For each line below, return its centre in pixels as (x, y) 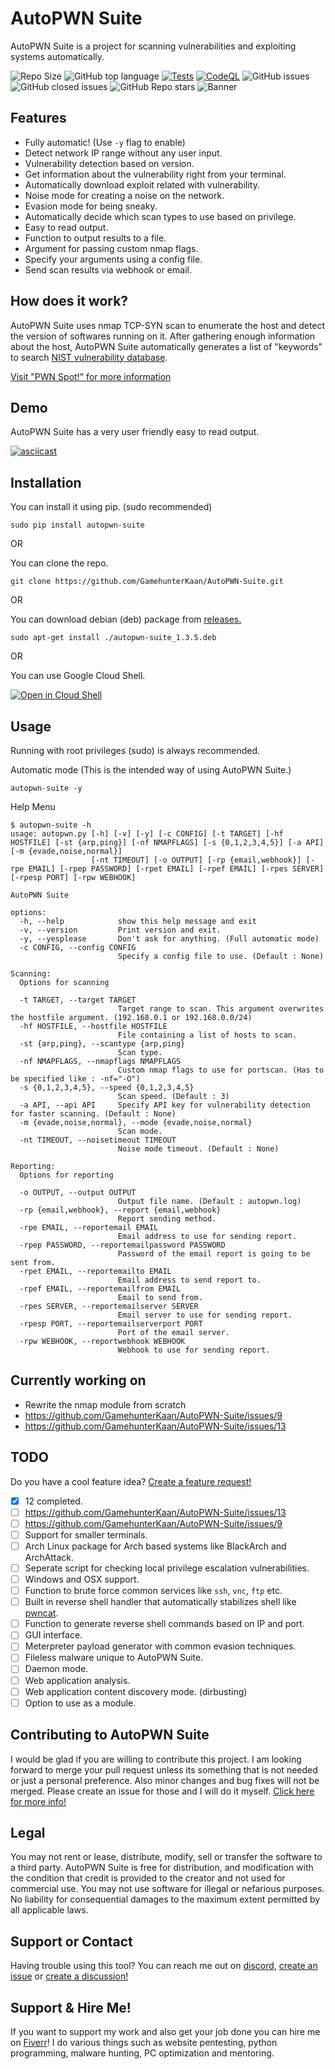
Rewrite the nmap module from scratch (105, 1404)
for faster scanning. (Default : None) (93, 1114)
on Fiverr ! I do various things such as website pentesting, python (144, 2042)
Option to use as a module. (80, 1703)
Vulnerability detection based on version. (109, 163)
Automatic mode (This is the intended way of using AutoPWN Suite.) (151, 770)
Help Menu (33, 806)
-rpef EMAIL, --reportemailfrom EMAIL (100, 1289)
